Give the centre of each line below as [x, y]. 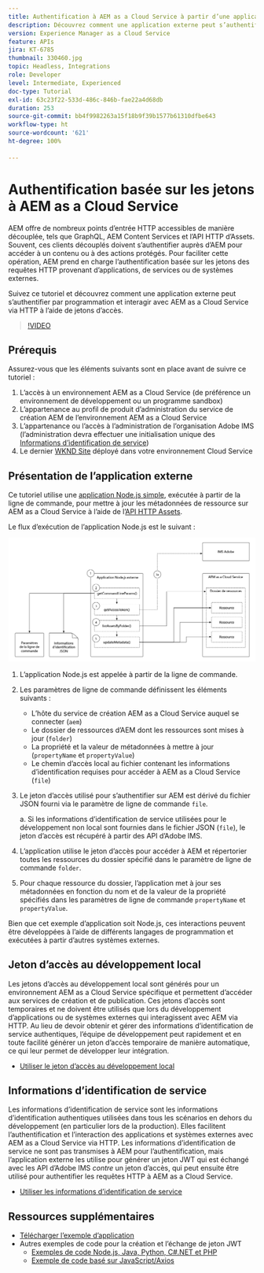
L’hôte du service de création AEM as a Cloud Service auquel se [135, 713]
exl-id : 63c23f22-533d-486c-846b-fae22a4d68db [86, 100]
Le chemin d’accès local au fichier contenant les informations [130, 763]
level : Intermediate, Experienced [65, 83]
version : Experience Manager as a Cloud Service [89, 33]
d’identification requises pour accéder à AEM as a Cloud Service [136, 772]
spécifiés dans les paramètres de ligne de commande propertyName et [132, 899]
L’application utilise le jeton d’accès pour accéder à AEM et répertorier [133, 851]
